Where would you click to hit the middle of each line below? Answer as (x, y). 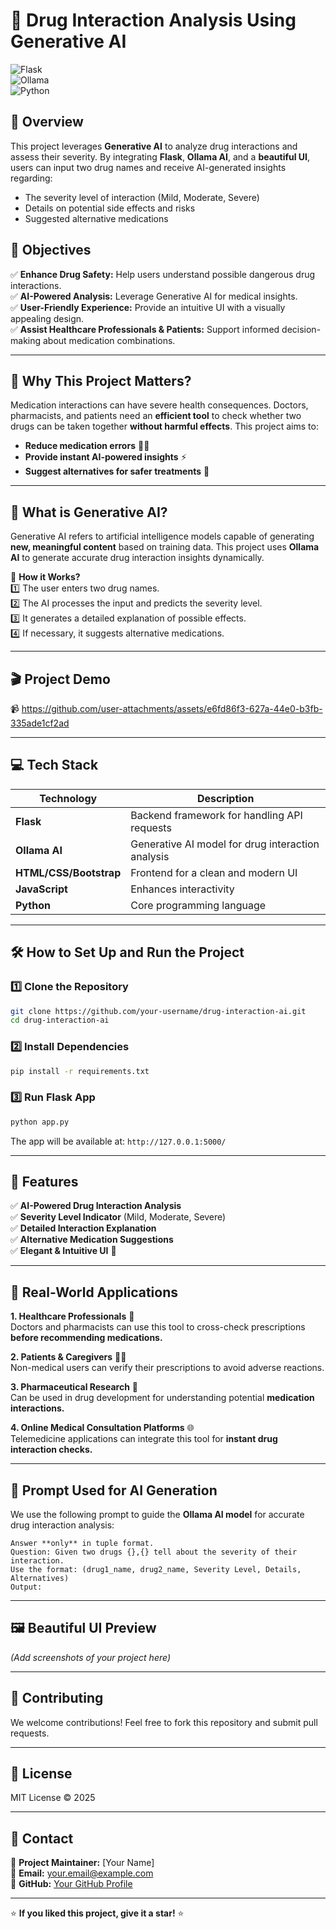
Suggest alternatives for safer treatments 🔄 (117, 471)
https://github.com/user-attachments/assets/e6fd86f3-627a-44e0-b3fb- (172, 708)
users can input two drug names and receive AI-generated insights (148, 167)
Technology (68, 798)
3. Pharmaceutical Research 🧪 (74, 1387)
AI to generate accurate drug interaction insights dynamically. (137, 558)
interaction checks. (51, 1450)
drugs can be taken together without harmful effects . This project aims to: (164, 426)
